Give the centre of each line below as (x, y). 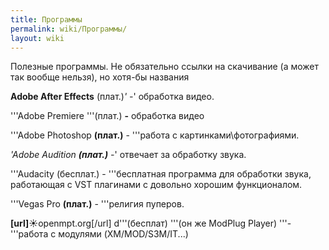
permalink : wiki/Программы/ (69, 29)
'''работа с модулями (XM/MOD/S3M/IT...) (99, 234)
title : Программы (46, 19)
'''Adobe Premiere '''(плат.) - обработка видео (107, 116)
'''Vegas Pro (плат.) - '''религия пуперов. (97, 204)
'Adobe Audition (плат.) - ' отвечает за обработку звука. (128, 155)
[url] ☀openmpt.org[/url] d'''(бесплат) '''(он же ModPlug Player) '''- (151, 223)
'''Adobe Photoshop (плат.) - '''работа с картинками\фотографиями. (155, 135)
